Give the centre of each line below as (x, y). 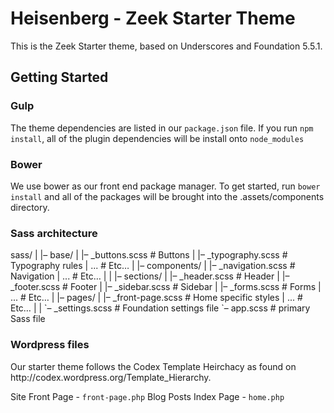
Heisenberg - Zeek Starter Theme (153, 18)
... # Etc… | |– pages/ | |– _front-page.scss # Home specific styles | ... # (156, 298)
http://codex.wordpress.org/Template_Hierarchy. (111, 377)
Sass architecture (54, 233)
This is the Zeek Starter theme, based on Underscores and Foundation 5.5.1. (166, 46)
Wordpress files (50, 345)
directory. (30, 207)
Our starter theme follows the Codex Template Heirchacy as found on (153, 366)
